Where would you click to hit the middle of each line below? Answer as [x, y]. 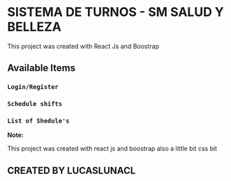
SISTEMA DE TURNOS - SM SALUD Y [116, 12]
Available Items [41, 68]
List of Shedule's [38, 121]
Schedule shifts [35, 104]
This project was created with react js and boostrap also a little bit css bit [112, 149]
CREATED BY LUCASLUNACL [72, 170]
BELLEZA [34, 27]
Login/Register [33, 87]
